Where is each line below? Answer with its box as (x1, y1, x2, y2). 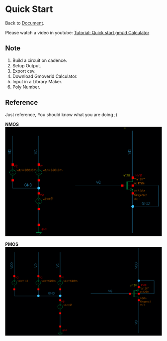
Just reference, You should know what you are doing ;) (5, 111, 118, 118)
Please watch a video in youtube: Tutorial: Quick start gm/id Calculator (5, 29, 150, 35)
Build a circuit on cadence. (12, 57, 67, 63)
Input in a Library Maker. (12, 78, 63, 84)
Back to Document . (5, 20, 45, 26)
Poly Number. (12, 84, 41, 90)
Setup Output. (12, 62, 41, 68)
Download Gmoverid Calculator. (12, 73, 78, 79)
